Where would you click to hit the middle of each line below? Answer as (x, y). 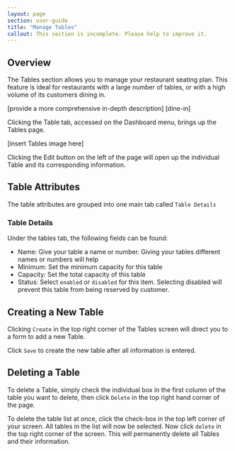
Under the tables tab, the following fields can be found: (88, 238)
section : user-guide (38, 21)
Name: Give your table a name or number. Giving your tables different (119, 252)
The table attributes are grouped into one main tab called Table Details (112, 204)
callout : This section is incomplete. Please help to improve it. (107, 34)
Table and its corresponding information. (67, 165)
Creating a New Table (56, 312)
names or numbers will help (58, 259)
